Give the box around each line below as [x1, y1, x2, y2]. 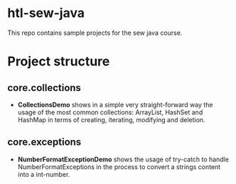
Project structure [7, 53, 110, 70]
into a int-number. [17, 170, 70, 178]
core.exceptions [7, 136, 82, 148]
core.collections [7, 82, 82, 94]
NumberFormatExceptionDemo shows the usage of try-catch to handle [17, 155, 230, 163]
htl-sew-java [7, 5, 85, 21]
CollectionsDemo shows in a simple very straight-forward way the [17, 100, 213, 109]
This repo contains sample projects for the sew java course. [7, 28, 183, 37]
